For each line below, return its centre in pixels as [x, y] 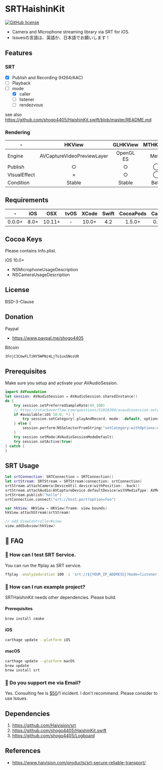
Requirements [27, 200]
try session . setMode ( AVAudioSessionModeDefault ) [64, 437]
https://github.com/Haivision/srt [44, 725]
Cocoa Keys [24, 239]
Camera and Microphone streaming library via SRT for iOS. [71, 32]
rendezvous [31, 105]
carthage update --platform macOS [40, 661]
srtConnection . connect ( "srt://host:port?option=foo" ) [61, 499]
